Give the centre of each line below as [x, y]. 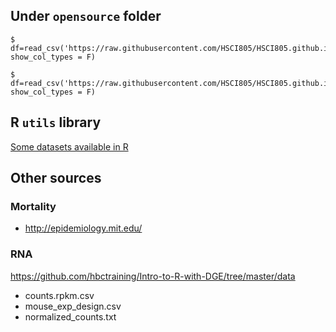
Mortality [33, 206]
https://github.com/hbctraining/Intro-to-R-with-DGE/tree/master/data [153, 276]
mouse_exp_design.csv [73, 306]
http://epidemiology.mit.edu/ [83, 228]
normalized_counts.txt [70, 316]
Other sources [56, 178]
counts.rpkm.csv [59, 295]
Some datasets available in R [69, 146]
